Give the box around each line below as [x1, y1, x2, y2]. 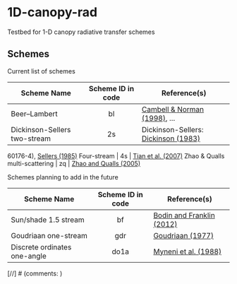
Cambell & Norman [141, 104, 205, 114]
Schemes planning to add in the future [7, 172, 119, 181]
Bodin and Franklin [153, 210, 215, 220]
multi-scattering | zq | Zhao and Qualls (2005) [7, 159, 141, 167]
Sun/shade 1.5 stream [11, 215, 85, 225]
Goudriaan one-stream [11, 230, 88, 240]
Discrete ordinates [11, 242, 72, 252]
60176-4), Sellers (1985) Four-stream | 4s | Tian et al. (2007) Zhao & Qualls [7, 151, 225, 160]
